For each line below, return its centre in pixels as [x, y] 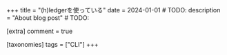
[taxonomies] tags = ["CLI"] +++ [52, 44]
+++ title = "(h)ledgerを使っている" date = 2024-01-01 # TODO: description [113, 10]
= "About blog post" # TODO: [48, 18]
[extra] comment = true [40, 31]
